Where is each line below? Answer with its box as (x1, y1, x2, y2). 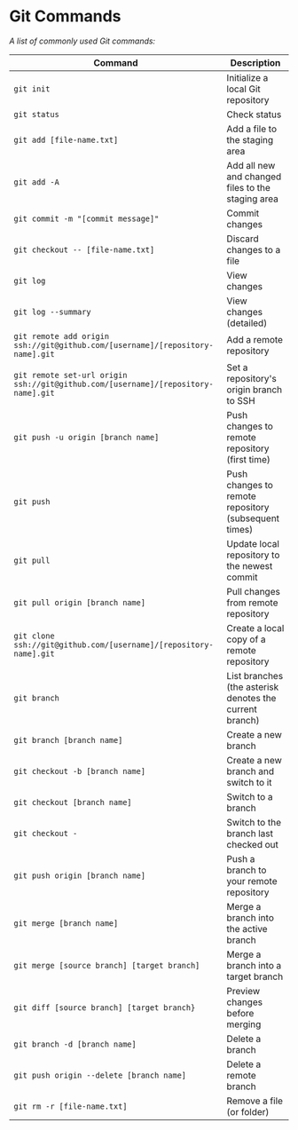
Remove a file (226, 1094, 284, 1107)
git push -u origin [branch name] (13, 432, 160, 442)
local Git (226, 83, 262, 95)
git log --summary (13, 306, 91, 317)
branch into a (226, 959, 282, 971)
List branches (226, 669, 284, 682)
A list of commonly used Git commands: (9, 36, 156, 46)
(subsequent (226, 512, 280, 525)
